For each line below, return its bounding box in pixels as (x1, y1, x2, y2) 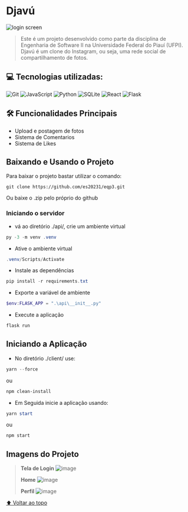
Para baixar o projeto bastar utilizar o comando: (6, 173, 122, 180)
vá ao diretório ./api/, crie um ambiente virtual (14, 223, 126, 230)
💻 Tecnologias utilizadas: (6, 72, 103, 82)
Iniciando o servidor (6, 209, 65, 217)
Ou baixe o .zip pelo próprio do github (6, 194, 98, 202)
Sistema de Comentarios (14, 133, 75, 140)
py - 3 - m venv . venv (6, 234, 57, 240)
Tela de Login (20, 465, 54, 472)
